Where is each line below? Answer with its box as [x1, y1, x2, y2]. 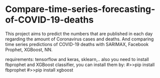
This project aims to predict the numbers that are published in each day [5, 30, 153, 36]
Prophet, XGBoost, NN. [5, 46, 53, 52]
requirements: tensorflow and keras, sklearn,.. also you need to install [5, 56, 149, 62]
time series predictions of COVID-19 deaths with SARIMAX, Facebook [5, 41, 149, 47]
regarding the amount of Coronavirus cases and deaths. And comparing [5, 36, 154, 42]
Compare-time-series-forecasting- [5, 3, 155, 15]
